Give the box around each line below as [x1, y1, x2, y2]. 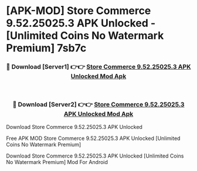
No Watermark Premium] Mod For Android [6, 158, 108, 165]
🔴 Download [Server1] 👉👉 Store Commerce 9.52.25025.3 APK [6, 63, 191, 71]
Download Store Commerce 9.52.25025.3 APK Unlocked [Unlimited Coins [6, 152, 184, 159]
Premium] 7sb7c [6, 42, 87, 55]
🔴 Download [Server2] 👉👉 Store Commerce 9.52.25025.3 [12, 101, 185, 109]
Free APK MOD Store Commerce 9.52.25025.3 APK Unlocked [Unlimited [6, 135, 181, 142]
